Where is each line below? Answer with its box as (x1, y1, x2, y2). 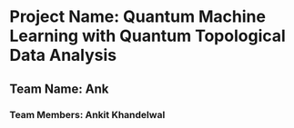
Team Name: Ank (9, 81, 109, 96)
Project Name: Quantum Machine (9, 6, 267, 27)
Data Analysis (9, 45, 117, 65)
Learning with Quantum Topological (9, 25, 287, 46)
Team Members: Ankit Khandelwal (9, 108, 166, 121)
